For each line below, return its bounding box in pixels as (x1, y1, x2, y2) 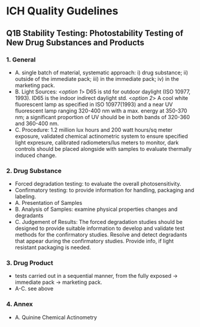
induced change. (14, 152, 57, 159)
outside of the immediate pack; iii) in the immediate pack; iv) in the (14, 75, 180, 82)
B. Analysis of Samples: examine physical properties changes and (14, 205, 178, 213)
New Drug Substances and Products (6, 37, 145, 47)
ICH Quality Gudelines (6, 4, 119, 18)
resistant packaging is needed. (14, 244, 92, 251)
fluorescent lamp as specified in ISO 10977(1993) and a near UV (14, 101, 173, 108)
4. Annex (6, 300, 33, 308)
